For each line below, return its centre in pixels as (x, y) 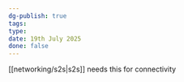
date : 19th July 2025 (45, 39)
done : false (28, 46)
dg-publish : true (38, 16)
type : (17, 31)
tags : (17, 24)
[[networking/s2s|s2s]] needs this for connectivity (92, 69)
